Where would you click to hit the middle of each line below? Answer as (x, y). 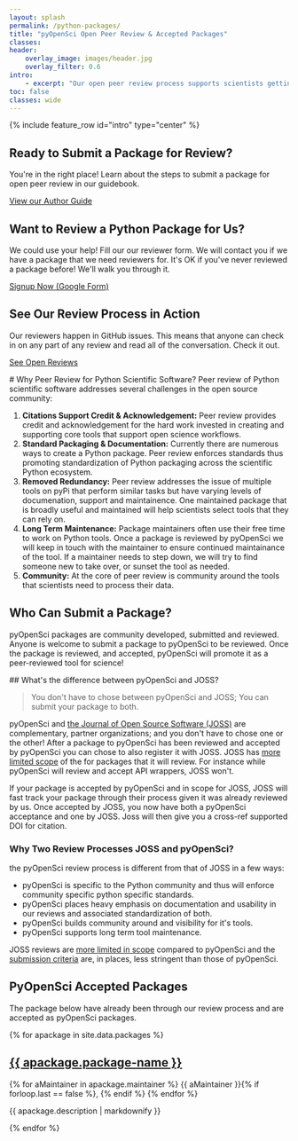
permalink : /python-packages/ (65, 26)
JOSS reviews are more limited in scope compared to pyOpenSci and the (142, 949)
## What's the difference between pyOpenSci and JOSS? (114, 680)
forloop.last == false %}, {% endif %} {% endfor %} (104, 1093)
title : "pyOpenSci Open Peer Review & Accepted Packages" (118, 34)
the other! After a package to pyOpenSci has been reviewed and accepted (145, 743)
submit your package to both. (85, 706)
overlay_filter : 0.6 (63, 67)
